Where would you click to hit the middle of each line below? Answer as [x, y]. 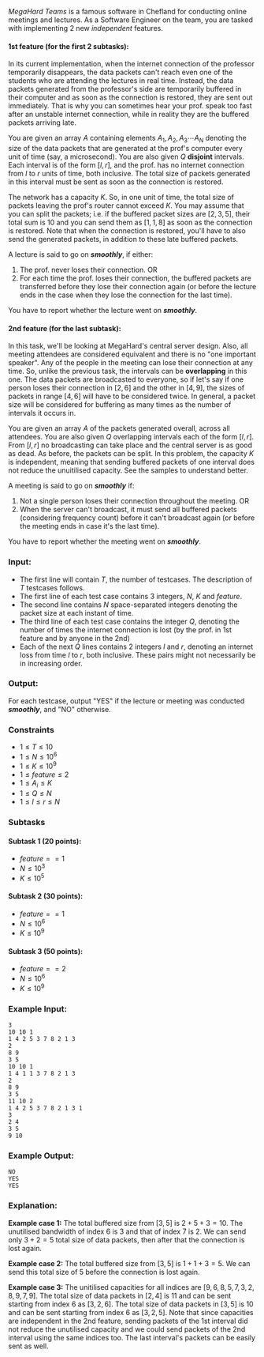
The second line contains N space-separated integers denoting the [128, 605]
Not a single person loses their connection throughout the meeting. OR [134, 501]
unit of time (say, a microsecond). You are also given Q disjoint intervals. [126, 156]
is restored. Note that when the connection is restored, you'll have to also [127, 231]
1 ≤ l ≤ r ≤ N [40, 802]
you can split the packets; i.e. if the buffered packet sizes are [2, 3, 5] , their [129, 214]
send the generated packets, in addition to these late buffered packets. [123, 239]
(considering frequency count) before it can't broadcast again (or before [137, 518]
